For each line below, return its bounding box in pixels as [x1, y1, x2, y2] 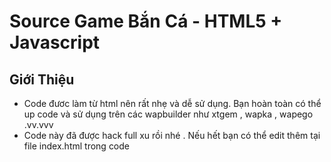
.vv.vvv [23, 119, 54, 130]
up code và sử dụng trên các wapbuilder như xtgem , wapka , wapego [23, 108, 314, 120]
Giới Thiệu [9, 71, 75, 88]
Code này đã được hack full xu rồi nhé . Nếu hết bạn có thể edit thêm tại [23, 130, 321, 141]
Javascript [9, 31, 101, 54]
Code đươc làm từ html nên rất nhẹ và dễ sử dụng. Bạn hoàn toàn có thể [23, 98, 322, 109]
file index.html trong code [23, 140, 131, 152]
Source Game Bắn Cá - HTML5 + [9, 10, 283, 33]
